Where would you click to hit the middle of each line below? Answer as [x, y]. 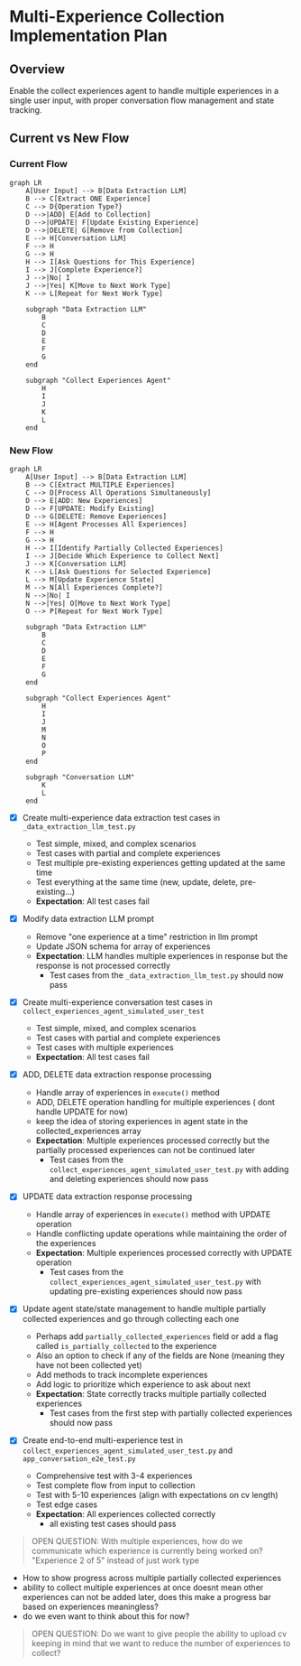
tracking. [26, 110]
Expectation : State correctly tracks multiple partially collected [151, 1394]
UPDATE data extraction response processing [107, 1196]
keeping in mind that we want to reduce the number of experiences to [161, 1643]
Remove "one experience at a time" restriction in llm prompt [147, 937]
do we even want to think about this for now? [106, 1616]
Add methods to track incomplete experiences [122, 1375]
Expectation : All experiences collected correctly [126, 1514]
